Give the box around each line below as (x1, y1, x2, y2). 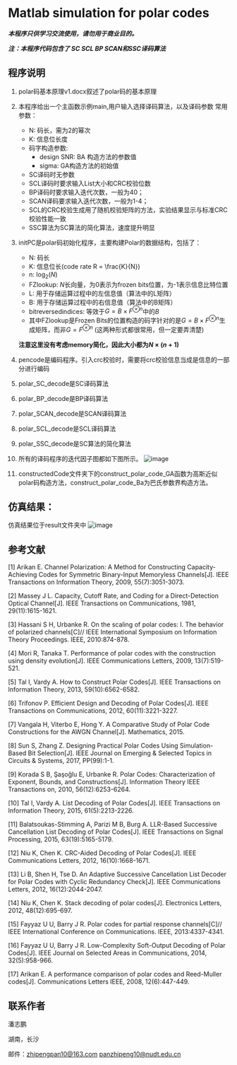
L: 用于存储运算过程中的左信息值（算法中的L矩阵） (28, 289, 176, 298)
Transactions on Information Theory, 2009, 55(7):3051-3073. (8, 578, 185, 586)
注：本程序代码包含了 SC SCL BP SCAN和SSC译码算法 (8, 44, 166, 52)
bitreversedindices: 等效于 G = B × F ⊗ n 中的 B (28, 305, 159, 315)
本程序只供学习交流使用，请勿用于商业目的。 (8, 29, 138, 37)
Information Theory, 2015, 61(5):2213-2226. (8, 806, 135, 815)
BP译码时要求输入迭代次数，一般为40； (28, 187, 144, 196)
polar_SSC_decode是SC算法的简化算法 (18, 439, 131, 448)
